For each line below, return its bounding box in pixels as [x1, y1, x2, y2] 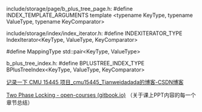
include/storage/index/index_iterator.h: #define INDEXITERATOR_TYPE [6, 30, 183, 37]
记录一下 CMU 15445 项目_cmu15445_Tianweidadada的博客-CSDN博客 [6, 79, 184, 85]
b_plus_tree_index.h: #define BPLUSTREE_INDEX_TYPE [6, 60, 145, 67]
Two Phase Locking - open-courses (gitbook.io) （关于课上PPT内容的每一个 [6, 91, 196, 99]
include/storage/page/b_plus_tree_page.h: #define [6, 5, 133, 12]
